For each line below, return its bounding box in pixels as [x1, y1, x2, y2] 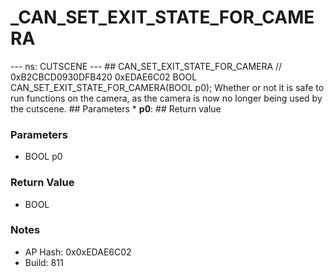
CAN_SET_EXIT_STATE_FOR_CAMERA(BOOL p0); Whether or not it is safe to [10, 81, 325, 93]
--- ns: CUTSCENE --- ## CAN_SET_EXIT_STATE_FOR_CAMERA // [10, 60, 283, 72]
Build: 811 [24, 256, 64, 268]
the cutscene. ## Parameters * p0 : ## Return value [10, 102, 222, 115]
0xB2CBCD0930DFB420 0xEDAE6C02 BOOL [10, 71, 198, 83]
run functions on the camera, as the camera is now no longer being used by [10, 92, 323, 104]
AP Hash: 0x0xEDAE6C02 [24, 246, 132, 258]
